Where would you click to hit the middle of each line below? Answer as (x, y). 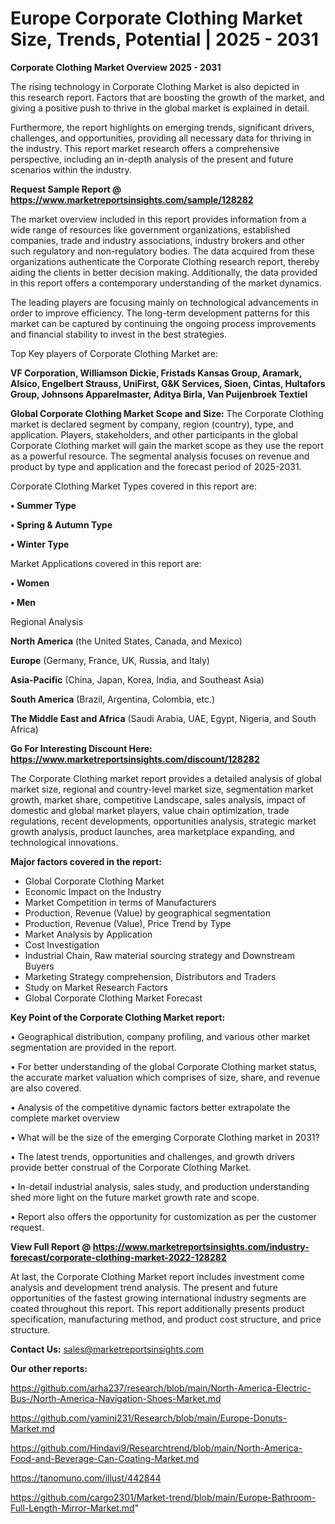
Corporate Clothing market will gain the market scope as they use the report (167, 445)
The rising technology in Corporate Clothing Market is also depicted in (155, 86)
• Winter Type (40, 544)
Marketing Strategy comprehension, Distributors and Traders (150, 976)
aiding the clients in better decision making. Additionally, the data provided (164, 272)
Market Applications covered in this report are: (106, 563)
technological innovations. (64, 842)
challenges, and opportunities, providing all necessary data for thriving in (161, 138)
